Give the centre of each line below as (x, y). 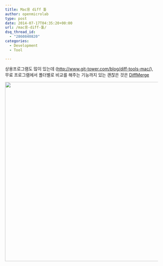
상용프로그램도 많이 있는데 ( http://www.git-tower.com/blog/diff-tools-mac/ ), (79, 69)
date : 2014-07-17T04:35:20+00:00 (39, 23)
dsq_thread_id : (20, 32)
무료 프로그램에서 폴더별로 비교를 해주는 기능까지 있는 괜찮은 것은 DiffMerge (77, 75)
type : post (16, 18)
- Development (24, 46)
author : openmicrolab (27, 14)
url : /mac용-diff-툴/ (26, 28)
